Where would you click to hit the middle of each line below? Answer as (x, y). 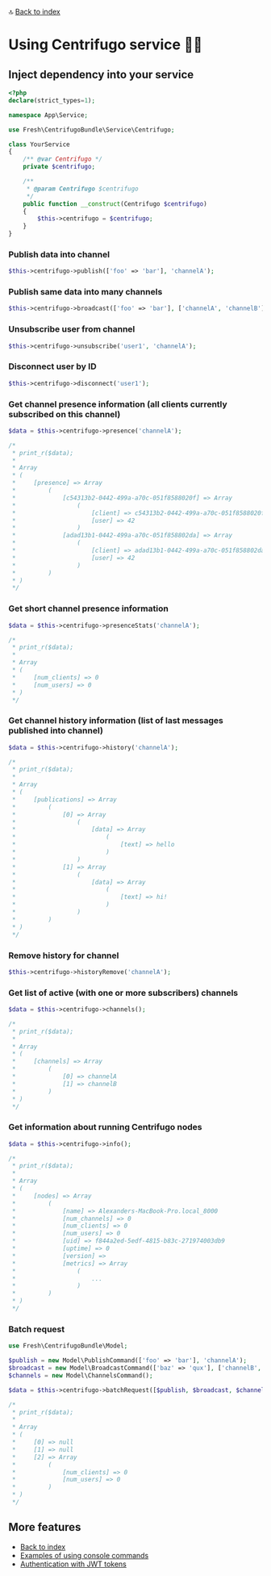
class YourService (39, 144)
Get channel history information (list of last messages (116, 721)
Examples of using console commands (84, 1555)
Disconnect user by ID (52, 366)
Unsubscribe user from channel (72, 329)
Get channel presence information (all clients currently (118, 404)
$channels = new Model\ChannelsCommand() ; (81, 1375)
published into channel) (56, 731)
